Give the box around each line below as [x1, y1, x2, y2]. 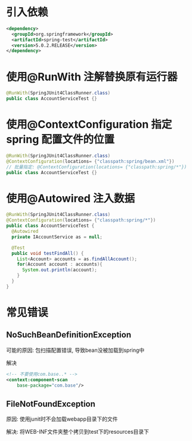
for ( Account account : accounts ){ [17, 261, 103, 267]
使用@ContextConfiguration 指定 [6, 118, 172, 132]
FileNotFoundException [6, 399, 95, 409]
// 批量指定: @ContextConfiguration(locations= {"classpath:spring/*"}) [6, 164, 187, 170]
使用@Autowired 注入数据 [6, 191, 135, 205]
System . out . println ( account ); [21, 267, 97, 273]
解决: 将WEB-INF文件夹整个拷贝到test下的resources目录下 [6, 428, 149, 436]
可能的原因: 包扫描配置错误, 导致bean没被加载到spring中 [6, 346, 145, 354]
